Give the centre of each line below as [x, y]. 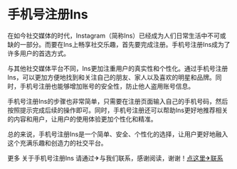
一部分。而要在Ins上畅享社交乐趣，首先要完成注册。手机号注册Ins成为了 [125, 44]
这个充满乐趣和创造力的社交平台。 [57, 143]
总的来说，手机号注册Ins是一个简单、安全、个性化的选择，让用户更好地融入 [118, 134]
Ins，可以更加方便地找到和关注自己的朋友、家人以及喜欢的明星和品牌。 [111, 77]
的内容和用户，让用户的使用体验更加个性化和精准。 [82, 119]
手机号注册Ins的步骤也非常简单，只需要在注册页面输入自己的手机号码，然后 [118, 101]
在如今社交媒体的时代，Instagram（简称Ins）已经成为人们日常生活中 [107, 36]
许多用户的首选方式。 [38, 53]
